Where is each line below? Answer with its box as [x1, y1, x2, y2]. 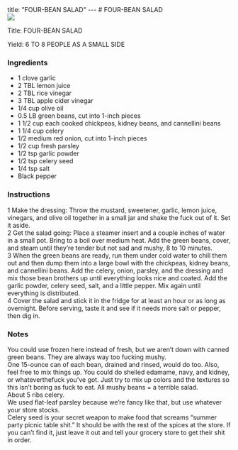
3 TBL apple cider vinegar [17, 97, 93, 105]
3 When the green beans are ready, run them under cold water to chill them [7, 251, 227, 260]
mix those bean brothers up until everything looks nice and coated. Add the [7, 273, 228, 282]
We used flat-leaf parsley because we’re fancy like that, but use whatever [7, 397, 222, 406]
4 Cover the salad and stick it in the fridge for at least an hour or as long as [7, 296, 226, 304]
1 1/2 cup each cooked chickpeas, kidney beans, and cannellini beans [17, 119, 221, 128]
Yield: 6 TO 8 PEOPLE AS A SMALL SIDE [7, 40, 125, 48]
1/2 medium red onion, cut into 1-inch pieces [17, 134, 147, 143]
